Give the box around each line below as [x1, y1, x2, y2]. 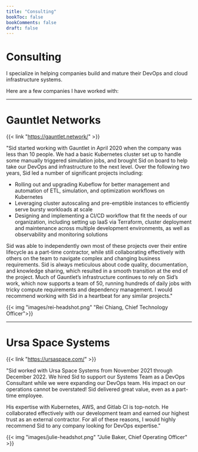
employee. [18, 392, 44, 399]
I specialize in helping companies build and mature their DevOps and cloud [6, 70, 188, 77]
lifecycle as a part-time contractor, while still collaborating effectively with [6, 248, 186, 256]
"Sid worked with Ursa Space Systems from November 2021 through [6, 367, 173, 374]
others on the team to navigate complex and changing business [6, 255, 161, 262]
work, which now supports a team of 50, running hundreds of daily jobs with [6, 280, 192, 287]
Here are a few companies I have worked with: [6, 88, 119, 95]
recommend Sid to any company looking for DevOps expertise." [6, 422, 161, 430]
